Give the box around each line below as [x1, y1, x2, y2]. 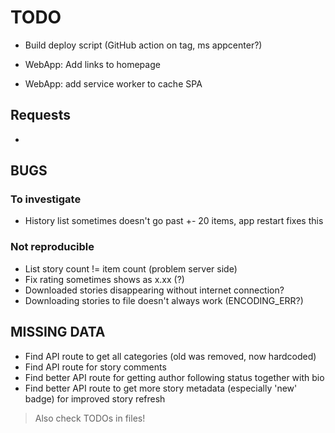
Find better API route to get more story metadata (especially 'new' [24, 382, 298, 394]
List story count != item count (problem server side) [24, 262, 238, 275]
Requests [10, 107, 71, 124]
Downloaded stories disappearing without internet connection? [24, 284, 285, 296]
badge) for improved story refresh [24, 392, 166, 405]
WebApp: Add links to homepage [24, 58, 161, 70]
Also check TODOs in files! [34, 412, 146, 424]
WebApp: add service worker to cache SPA [24, 77, 203, 90]
